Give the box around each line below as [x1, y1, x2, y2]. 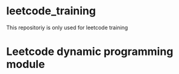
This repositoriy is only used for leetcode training [6, 24, 128, 31]
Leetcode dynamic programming [6, 45, 174, 58]
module [6, 58, 45, 71]
